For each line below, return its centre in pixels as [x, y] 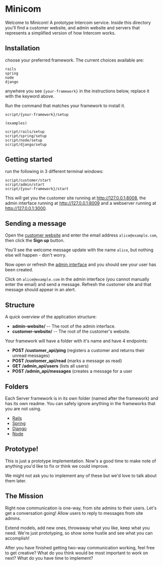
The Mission [24, 496]
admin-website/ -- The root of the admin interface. [64, 327]
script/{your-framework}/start [37, 189]
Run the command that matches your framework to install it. [65, 106]
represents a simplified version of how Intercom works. [61, 33]
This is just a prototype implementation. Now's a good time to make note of [81, 461]
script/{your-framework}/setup [37, 114]
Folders [17, 386]
